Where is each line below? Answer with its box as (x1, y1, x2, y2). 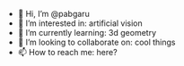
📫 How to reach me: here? (17, 47, 118, 57)
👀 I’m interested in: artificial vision (17, 18, 144, 29)
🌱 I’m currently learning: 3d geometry (17, 28, 157, 37)
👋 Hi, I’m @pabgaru (17, 9, 90, 19)
